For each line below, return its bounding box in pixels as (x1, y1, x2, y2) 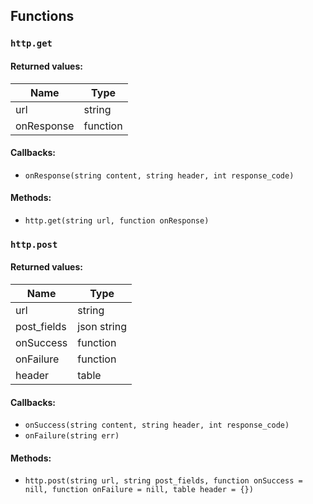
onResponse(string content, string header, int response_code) (24, 170, 295, 181)
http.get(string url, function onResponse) (24, 215, 210, 226)
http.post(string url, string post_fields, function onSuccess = (24, 476, 303, 486)
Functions (10, 8, 75, 25)
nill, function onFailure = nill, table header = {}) (24, 485, 254, 495)
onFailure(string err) (24, 431, 120, 441)
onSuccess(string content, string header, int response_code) (24, 420, 290, 431)
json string (77, 320, 127, 334)
